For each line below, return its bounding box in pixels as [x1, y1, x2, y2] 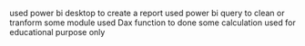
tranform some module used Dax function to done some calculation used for [9, 17, 296, 28]
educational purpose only [9, 27, 106, 37]
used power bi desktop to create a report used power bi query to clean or [9, 8, 285, 18]
